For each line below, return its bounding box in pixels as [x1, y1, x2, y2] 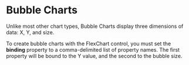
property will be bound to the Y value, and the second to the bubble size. [6, 52, 183, 59]
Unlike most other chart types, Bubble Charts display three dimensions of [6, 23, 184, 30]
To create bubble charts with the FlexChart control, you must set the [6, 40, 171, 47]
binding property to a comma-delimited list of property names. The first [6, 46, 180, 53]
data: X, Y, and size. [6, 28, 55, 35]
